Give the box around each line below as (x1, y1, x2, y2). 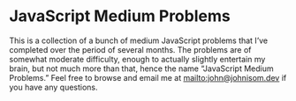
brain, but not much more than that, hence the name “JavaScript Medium (9, 63, 274, 74)
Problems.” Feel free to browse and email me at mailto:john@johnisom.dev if (9, 72, 287, 83)
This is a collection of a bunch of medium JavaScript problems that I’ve (9, 35, 268, 46)
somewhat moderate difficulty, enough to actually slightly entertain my (9, 54, 266, 64)
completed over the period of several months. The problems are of (9, 44, 252, 54)
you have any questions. (9, 82, 99, 92)
